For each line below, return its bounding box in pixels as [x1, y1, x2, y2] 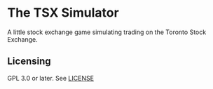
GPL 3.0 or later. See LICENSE [7, 74, 95, 82]
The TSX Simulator [7, 5, 119, 21]
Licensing [7, 56, 51, 67]
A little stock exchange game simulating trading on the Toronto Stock [7, 28, 207, 36]
